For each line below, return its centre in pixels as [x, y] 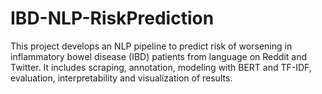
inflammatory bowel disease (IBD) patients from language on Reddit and [159, 56]
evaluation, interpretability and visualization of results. [121, 78]
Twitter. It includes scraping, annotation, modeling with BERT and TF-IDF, [161, 67]
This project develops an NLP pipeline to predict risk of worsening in [151, 46]
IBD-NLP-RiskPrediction [112, 18]
